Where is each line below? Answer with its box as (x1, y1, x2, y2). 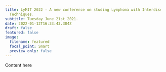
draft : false (5, 26, 32, 31)
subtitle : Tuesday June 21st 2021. (5, 16, 79, 21)
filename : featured (9, 39, 50, 44)
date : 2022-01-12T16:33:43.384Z (5, 21, 72, 26)
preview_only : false (9, 48, 52, 53)
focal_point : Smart (9, 44, 50, 49)
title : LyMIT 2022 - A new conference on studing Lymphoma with (5, 7, 140, 12)
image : (5, 35, 19, 40)
